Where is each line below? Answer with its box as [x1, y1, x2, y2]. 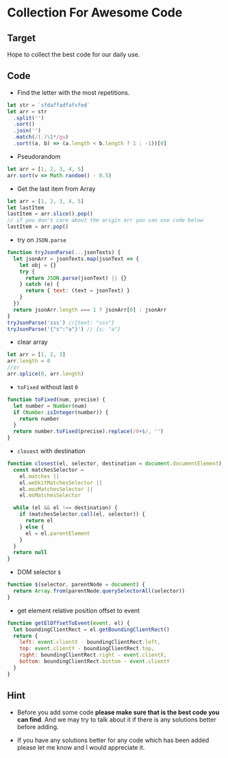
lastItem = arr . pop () [7, 223, 69, 231]
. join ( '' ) [13, 127, 41, 135]
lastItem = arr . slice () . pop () [7, 211, 94, 218]
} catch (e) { [19, 281, 60, 288]
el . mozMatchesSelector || [19, 485, 94, 492]
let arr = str [7, 108, 48, 115]
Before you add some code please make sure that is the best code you [16, 708, 220, 716]
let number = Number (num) [13, 402, 88, 409]
